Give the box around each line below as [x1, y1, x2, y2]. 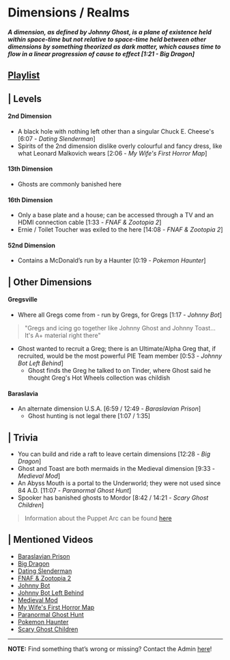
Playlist [8, 70, 40, 82]
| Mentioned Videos [8, 534, 94, 546]
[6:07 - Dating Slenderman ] [17, 134, 96, 143]
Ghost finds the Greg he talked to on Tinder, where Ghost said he [27, 366, 211, 374]
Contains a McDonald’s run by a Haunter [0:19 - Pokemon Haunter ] [17, 256, 207, 265]
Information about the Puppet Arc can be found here [24, 514, 173, 522]
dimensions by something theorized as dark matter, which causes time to [8, 42, 221, 51]
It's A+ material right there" [24, 331, 101, 339]
